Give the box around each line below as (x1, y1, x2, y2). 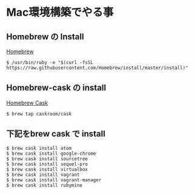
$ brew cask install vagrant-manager (6, 176, 102, 183)
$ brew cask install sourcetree (6, 155, 88, 162)
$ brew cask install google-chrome (6, 150, 96, 157)
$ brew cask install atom (6, 145, 72, 151)
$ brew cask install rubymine (6, 182, 83, 188)
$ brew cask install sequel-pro (6, 161, 88, 167)
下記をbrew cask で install (6, 129, 105, 139)
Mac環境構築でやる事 (6, 5, 114, 19)
